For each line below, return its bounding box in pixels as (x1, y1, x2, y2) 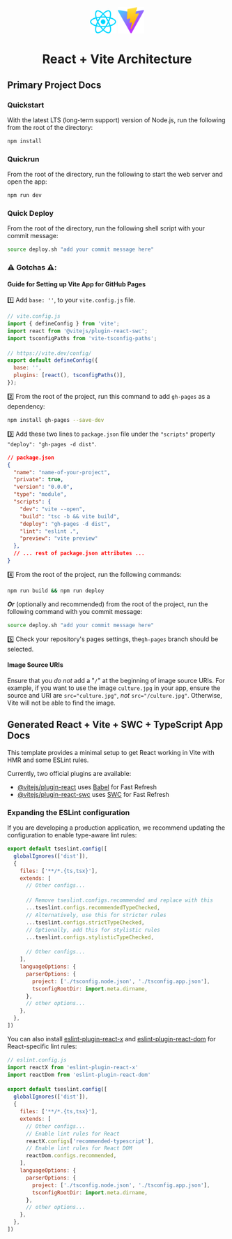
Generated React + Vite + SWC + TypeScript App (7, 719, 224, 731)
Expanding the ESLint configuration (7, 807, 130, 817)
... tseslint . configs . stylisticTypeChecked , (25, 934, 155, 941)
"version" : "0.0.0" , (13, 483, 73, 491)
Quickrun (7, 154, 40, 163)
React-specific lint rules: (7, 1042, 77, 1050)
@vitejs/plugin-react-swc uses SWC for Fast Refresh (17, 790, 169, 798)
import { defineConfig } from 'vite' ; (7, 321, 120, 328)
